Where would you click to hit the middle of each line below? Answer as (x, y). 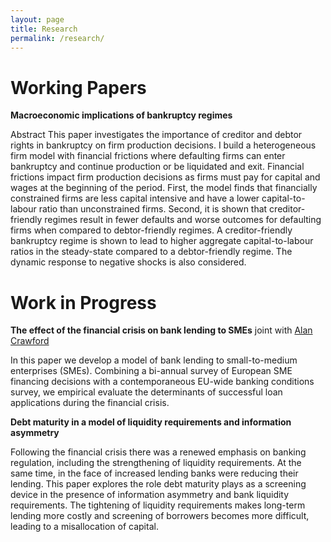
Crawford (30, 341)
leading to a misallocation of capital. (84, 527)
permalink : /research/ (57, 38)
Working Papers (78, 87)
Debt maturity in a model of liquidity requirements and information (151, 422)
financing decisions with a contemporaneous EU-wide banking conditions (162, 382)
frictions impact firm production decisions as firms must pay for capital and (165, 177)
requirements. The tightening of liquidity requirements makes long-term (158, 505)
